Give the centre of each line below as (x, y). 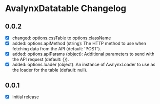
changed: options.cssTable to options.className (61, 38)
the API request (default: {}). (40, 59)
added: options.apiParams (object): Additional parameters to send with (83, 54)
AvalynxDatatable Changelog (66, 8)
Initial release (25, 97)
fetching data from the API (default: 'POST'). (57, 49)
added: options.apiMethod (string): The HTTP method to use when (79, 44)
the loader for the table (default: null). (50, 70)
